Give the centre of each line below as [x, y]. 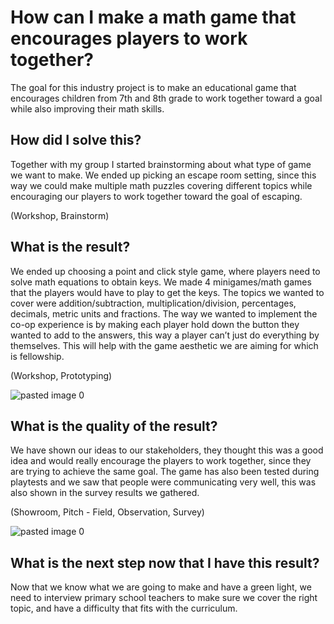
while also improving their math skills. [87, 108]
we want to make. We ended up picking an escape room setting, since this [163, 175]
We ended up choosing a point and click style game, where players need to [165, 271]
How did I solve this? [76, 140]
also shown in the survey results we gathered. [105, 493]
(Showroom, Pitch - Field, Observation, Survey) [107, 512]
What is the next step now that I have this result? [165, 562]
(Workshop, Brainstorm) [60, 215]
